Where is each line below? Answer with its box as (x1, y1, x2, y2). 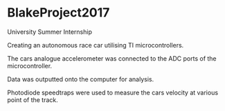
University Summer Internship (7, 28, 92, 36)
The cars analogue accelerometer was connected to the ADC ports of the (7, 54, 217, 63)
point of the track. (7, 95, 59, 104)
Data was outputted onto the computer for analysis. (7, 74, 154, 83)
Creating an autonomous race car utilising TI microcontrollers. (7, 41, 184, 49)
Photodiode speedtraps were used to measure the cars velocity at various (7, 88, 219, 97)
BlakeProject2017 (7, 5, 110, 21)
